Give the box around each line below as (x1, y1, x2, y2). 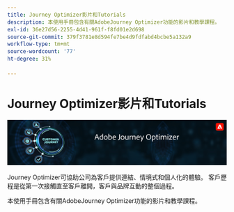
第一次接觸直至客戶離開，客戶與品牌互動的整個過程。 (25, 182, 178, 190)
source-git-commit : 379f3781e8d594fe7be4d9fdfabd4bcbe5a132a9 (7, 33, 192, 40)
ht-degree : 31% (7, 56, 52, 63)
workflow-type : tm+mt (7, 40, 70, 48)
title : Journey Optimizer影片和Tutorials (7, 11, 126, 18)
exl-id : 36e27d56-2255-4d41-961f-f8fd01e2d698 (7, 26, 145, 33)
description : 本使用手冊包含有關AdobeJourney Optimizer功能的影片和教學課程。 (7, 18, 221, 26)
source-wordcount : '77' (7, 48, 77, 55)
